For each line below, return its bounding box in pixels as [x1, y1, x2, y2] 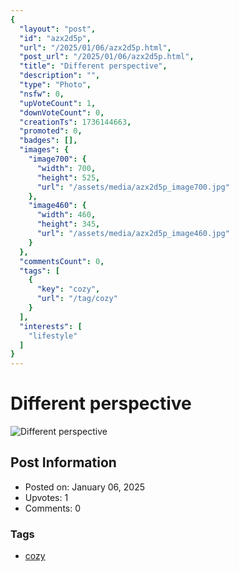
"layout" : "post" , [19, 24, 97, 34]
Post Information [10, 454, 117, 471]
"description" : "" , [19, 71, 101, 81]
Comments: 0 [24, 502, 82, 514]
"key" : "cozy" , [36, 284, 101, 295]
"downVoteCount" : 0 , [19, 107, 105, 118]
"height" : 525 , [36, 172, 101, 183]
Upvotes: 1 [24, 491, 69, 503]
